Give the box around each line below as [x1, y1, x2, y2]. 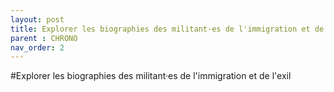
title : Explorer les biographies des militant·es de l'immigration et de [10, 24, 325, 34]
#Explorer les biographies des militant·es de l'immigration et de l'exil [10, 70, 292, 82]
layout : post [10, 14, 65, 25]
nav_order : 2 [10, 42, 65, 53]
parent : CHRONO [10, 33, 78, 43]
